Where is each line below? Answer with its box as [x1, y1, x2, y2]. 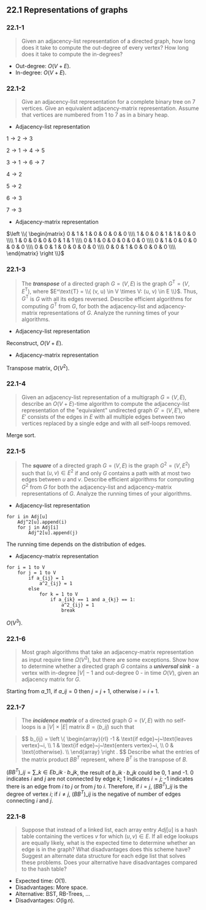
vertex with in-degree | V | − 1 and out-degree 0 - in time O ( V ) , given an [21, 669, 199, 676]
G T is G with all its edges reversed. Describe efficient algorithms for [21, 294, 192, 303]
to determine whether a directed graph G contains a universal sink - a [21, 663, 199, 670]
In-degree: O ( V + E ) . [15, 69, 67, 76]
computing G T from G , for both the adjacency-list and [21, 301, 157, 309]
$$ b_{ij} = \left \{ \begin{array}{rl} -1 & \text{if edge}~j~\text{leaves [21, 735, 193, 742]
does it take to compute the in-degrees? [21, 50, 123, 58]
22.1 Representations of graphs [6, 5, 128, 15]
